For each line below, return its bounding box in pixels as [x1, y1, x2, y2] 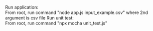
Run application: [5, 4, 38, 10]
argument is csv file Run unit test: [5, 15, 74, 20]
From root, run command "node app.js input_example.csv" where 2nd [5, 9, 149, 15]
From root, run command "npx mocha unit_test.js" [5, 20, 108, 26]
